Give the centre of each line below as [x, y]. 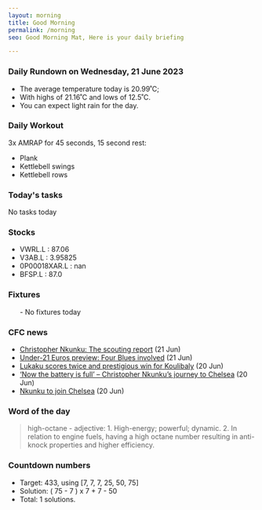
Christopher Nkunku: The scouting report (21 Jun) [100, 349]
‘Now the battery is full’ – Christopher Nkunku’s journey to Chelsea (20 [133, 374]
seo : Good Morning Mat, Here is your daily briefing [96, 37]
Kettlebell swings [47, 166]
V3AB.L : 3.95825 [48, 258]
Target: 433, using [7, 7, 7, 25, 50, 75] [79, 483]
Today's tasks [35, 195]
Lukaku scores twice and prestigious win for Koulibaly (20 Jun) [121, 366]
